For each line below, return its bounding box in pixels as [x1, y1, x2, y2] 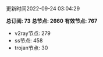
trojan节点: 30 [14, 44, 48, 51]
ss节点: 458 [14, 37, 43, 44]
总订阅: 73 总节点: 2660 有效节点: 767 [6, 17, 98, 24]
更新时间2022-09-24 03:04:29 [6, 5, 80, 12]
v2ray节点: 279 [14, 30, 51, 37]
